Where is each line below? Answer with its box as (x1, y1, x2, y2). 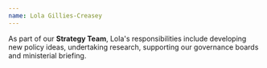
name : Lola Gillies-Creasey (8, 11, 103, 20)
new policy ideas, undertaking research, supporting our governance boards (8, 42, 259, 52)
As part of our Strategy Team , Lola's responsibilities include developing (8, 34, 247, 43)
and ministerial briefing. (8, 50, 87, 60)
